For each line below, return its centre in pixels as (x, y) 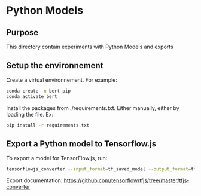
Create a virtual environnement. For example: (62, 80)
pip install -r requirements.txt (48, 125)
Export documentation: (34, 180)
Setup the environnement (55, 65)
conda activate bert (32, 96)
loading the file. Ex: (30, 114)
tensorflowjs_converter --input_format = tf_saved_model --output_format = (99, 169)
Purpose (22, 33)
